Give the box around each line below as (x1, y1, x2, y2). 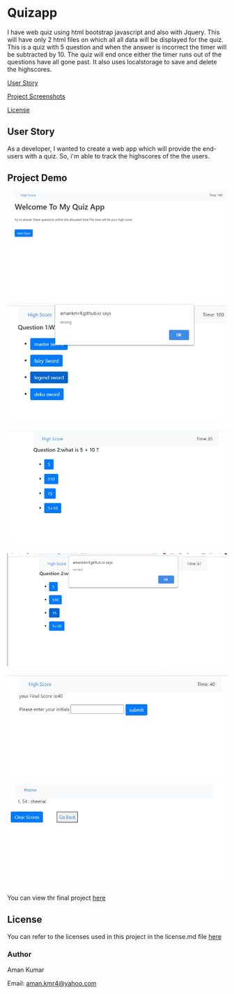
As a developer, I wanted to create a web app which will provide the (7, 144, 202, 153)
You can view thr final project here (7, 893, 106, 902)
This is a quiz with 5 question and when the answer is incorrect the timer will (7, 43, 227, 51)
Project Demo (7, 172, 68, 184)
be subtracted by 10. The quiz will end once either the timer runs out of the (7, 50, 221, 59)
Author (7, 949, 32, 959)
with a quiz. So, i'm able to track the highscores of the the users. (24, 151, 210, 160)
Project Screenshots (7, 92, 65, 101)
